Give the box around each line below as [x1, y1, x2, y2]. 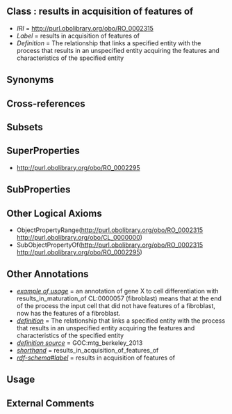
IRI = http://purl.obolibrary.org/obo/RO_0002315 [16, 24, 154, 32]
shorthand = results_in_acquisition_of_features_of [16, 346, 159, 354]
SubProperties [6, 184, 71, 196]
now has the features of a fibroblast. [16, 309, 121, 317]
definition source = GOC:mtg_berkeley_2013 [16, 338, 143, 347]
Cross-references [6, 98, 86, 109]
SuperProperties [6, 145, 81, 157]
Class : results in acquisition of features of [6, 6, 194, 17]
